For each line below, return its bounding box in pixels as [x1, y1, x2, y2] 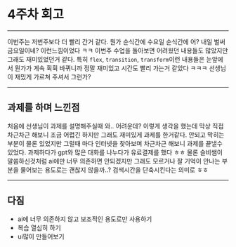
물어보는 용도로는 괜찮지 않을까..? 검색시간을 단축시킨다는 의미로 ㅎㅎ [20, 166, 209, 174]
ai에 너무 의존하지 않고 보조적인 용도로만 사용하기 [17, 215, 152, 223]
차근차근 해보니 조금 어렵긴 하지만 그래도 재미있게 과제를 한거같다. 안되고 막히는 [7, 131, 225, 139]
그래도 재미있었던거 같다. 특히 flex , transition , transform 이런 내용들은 [7, 55, 205, 63]
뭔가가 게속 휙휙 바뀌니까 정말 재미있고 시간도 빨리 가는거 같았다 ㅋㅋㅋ [14, 64, 208, 72]
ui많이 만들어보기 [17, 232, 65, 241]
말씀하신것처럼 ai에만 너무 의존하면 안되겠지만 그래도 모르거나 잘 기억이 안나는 [7, 156, 221, 165]
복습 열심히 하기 [17, 223, 61, 232]
